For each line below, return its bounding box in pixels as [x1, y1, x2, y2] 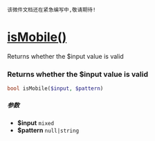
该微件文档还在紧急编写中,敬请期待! [7, 6, 96, 13]
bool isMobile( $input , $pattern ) [7, 85, 104, 92]
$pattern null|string [17, 126, 80, 135]
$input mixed [17, 119, 54, 127]
